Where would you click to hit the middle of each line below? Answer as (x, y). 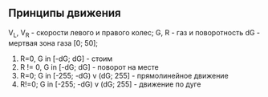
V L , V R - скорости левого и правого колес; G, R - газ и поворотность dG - (134, 33)
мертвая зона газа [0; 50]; (53, 42)
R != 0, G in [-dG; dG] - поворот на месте (89, 67)
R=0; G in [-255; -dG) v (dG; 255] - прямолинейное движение (124, 75)
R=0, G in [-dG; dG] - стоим (66, 59)
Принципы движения (65, 13)
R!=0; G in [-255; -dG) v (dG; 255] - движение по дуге (110, 84)
